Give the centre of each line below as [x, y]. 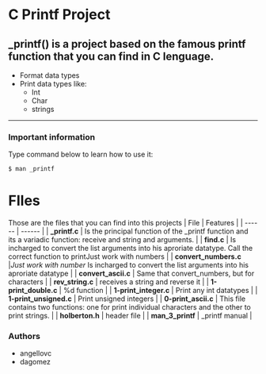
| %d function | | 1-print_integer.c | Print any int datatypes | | [158, 291]
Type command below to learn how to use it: [81, 154]
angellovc [36, 353]
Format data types [49, 75]
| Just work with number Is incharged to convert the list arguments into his [129, 265]
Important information [52, 137]
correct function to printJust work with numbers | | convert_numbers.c [125, 256]
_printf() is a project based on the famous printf [127, 44]
